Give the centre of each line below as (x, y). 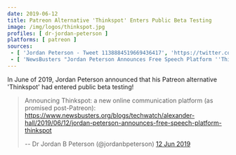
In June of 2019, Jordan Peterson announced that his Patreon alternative (112, 79)
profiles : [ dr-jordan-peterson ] (58, 33)
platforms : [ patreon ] (42, 40)
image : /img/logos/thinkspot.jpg (56, 27)
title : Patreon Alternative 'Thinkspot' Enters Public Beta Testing (110, 20)
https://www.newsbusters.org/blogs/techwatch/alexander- (110, 115)
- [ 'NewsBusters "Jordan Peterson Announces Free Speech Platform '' (116, 60)
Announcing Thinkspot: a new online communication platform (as (119, 100)
